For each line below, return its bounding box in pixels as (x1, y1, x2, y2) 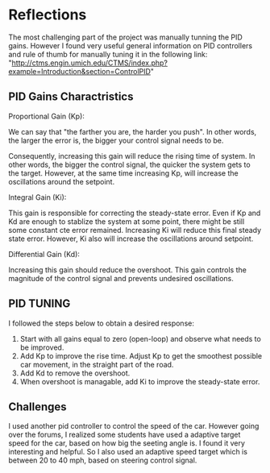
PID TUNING (8, 297, 71, 311)
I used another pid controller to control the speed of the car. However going (8, 421, 260, 431)
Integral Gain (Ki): (8, 192, 67, 202)
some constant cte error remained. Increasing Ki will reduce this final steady (8, 225, 262, 234)
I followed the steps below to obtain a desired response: (8, 318, 195, 328)
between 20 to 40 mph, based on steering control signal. (8, 455, 197, 465)
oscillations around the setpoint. (8, 176, 115, 186)
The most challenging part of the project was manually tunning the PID (8, 32, 243, 42)
